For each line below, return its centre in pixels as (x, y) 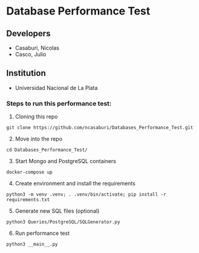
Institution (26, 73)
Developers (28, 34)
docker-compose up (29, 172)
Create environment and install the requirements (75, 184)
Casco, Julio (31, 54)
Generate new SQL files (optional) (57, 211)
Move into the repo (38, 139)
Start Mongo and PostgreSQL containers (66, 161)
